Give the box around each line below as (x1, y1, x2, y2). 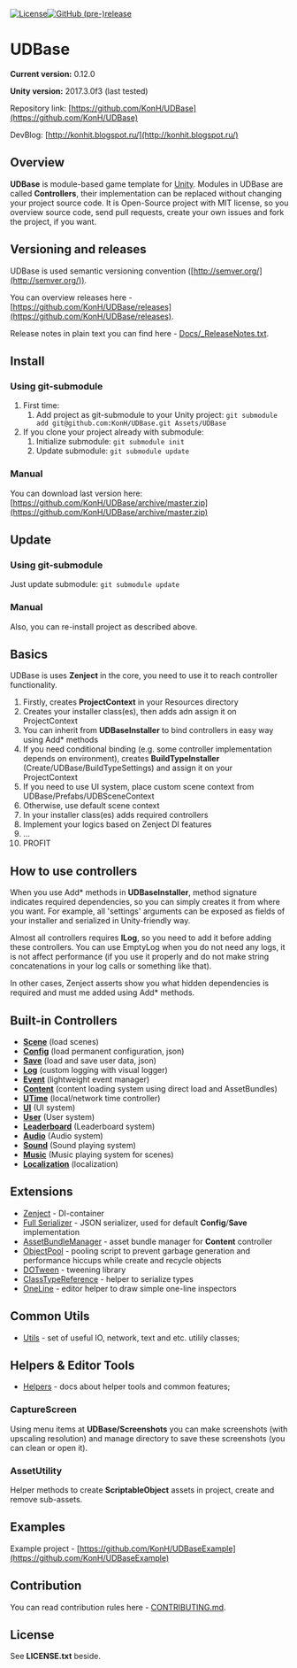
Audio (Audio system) (22, 1130, 104, 1141)
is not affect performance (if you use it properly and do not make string (10, 952, 270, 962)
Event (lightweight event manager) (22, 1074, 150, 1085)
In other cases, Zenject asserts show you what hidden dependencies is (10, 978, 269, 989)
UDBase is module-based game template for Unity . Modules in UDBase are (10, 178, 284, 189)
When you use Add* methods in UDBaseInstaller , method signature (10, 887, 257, 898)
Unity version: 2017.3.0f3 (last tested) (10, 85, 148, 97)
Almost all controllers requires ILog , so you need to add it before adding (10, 932, 272, 943)
